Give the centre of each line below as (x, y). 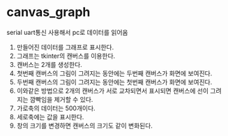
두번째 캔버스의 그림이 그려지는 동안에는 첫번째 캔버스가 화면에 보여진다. (114, 82)
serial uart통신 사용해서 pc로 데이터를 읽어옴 (67, 32)
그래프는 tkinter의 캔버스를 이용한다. (66, 56)
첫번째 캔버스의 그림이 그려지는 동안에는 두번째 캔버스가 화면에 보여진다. (114, 73)
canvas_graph (48, 12)
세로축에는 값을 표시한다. (50, 116)
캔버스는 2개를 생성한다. (50, 64)
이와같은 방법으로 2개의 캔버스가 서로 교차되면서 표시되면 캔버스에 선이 (113, 91)
